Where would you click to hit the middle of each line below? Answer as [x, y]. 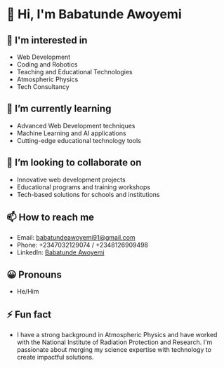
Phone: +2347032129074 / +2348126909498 [83, 245]
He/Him [28, 292]
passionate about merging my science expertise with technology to [114, 350]
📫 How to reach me [51, 218]
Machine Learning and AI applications [72, 133]
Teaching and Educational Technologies [74, 72]
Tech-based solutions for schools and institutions [88, 194]
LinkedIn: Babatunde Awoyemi [60, 252]
